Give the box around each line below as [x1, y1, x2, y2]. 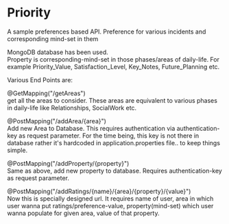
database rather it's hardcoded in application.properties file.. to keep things [7, 138, 221, 147]
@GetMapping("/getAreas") [7, 89, 86, 97]
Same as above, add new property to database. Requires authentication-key [7, 166, 223, 175]
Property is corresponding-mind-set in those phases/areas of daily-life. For [7, 55, 219, 63]
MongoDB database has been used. [7, 48, 108, 56]
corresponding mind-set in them [7, 34, 99, 42]
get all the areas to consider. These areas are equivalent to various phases [7, 96, 218, 104]
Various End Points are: [7, 75, 73, 84]
